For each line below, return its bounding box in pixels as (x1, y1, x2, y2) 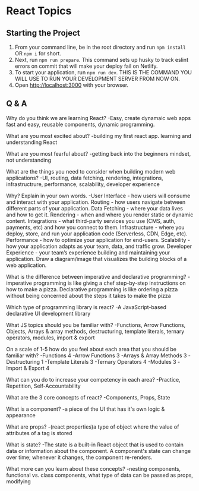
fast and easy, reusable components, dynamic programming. (6, 121, 155, 128)
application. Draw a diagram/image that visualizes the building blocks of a (6, 255, 187, 262)
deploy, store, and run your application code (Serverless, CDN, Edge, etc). (6, 230, 188, 237)
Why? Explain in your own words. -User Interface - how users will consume (6, 192, 191, 199)
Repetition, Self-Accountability (6, 382, 81, 389)
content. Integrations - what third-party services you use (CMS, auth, (6, 217, 176, 224)
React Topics (6, 4, 72, 18)
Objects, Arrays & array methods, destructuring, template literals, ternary (6, 328, 185, 335)
